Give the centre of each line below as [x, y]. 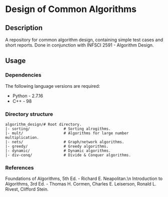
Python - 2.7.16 [28, 96]
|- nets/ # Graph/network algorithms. [65, 142]
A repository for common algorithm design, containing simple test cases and [84, 40]
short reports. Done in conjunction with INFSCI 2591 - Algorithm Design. [79, 45]
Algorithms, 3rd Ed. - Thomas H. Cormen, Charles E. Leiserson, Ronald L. [81, 184]
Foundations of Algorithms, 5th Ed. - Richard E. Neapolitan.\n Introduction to [84, 178]
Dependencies [23, 75]
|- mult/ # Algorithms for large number [67, 133]
